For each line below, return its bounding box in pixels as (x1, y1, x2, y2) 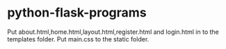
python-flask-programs (7, 5, 147, 21)
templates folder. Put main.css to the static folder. (7, 35, 150, 43)
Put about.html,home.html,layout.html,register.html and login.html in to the (7, 28, 219, 36)
